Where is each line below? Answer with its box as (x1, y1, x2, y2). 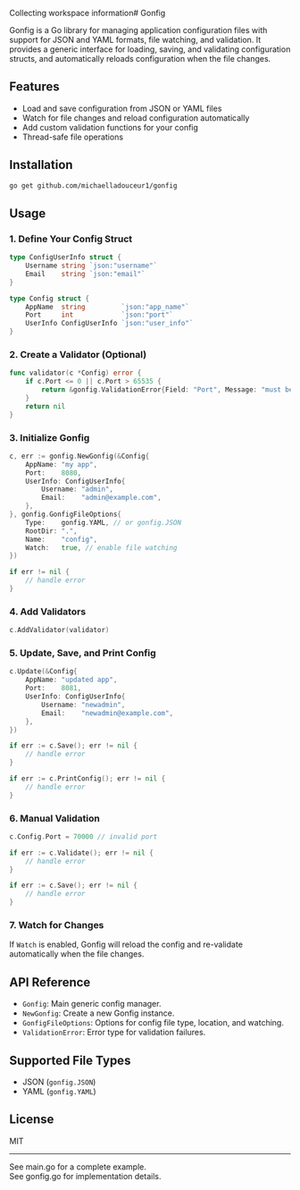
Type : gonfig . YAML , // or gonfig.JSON (25, 518, 181, 527)
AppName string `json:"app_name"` (25, 302, 190, 311)
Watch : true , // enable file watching (25, 543, 178, 553)
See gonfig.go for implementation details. (9, 1170, 162, 1181)
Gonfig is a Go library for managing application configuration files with (9, 25, 268, 35)
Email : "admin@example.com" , (41, 494, 162, 502)
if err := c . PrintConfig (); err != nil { (9, 774, 166, 783)
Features (9, 80, 60, 95)
